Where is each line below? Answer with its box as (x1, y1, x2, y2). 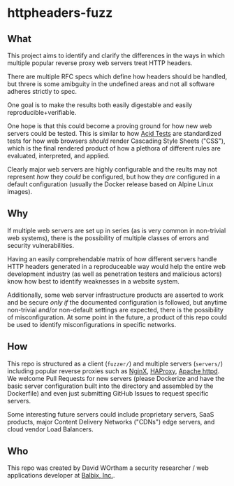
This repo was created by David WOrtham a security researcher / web (7, 464, 210, 472)
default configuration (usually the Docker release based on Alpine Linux (7, 180, 214, 188)
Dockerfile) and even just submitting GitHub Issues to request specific (7, 389, 209, 397)
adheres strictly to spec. (7, 88, 77, 95)
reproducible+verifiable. (7, 109, 77, 116)
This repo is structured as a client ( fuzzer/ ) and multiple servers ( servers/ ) (7, 359, 224, 368)
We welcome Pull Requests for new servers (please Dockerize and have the (7, 374, 225, 382)
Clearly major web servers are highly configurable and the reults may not (7, 165, 218, 173)
